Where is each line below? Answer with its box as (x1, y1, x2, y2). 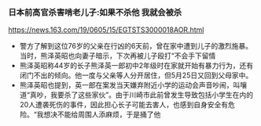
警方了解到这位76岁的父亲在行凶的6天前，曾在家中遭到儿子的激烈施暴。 (19, 41, 253, 51)
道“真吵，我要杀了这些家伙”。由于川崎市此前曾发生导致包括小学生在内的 (19, 90, 254, 99)
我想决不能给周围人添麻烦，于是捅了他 (36, 110, 161, 119)
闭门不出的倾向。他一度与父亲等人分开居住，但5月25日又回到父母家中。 (19, 70, 253, 80)
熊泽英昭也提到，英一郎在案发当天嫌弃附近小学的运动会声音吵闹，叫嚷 (19, 81, 248, 90)
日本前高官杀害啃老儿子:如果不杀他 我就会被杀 (8, 6, 182, 17)
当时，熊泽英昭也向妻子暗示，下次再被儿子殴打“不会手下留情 (19, 51, 216, 60)
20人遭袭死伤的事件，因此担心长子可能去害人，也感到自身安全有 (19, 100, 229, 110)
